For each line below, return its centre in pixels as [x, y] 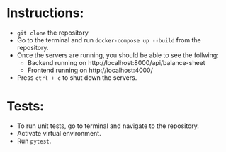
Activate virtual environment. [59, 133]
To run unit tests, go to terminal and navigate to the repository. [108, 126]
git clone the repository [53, 33]
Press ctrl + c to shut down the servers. [77, 77]
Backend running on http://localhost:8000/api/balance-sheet [117, 62]
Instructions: [45, 13]
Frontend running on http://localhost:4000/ [90, 70]
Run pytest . [34, 141]
